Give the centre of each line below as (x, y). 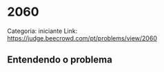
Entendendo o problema (60, 60)
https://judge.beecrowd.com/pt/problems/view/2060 (82, 38)
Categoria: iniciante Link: (42, 31)
